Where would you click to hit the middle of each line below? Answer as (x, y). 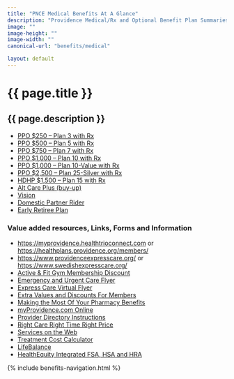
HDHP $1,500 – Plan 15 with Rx (61, 180)
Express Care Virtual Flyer (55, 288)
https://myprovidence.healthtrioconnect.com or (86, 243)
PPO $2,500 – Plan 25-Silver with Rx (70, 172)
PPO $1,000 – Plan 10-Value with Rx (68, 165)
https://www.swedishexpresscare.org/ (72, 265)
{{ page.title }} (50, 93)
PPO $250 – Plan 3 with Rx (56, 135)
